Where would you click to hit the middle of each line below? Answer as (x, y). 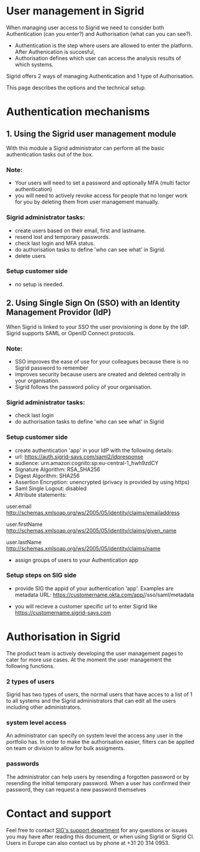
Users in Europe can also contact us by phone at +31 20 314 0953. (88, 842)
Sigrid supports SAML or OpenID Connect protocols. (71, 333)
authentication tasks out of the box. (50, 154)
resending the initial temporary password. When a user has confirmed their (99, 783)
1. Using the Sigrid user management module (91, 133)
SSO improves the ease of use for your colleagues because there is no (102, 361)
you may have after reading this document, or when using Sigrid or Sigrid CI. (100, 836)
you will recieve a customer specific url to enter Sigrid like (86, 606)
